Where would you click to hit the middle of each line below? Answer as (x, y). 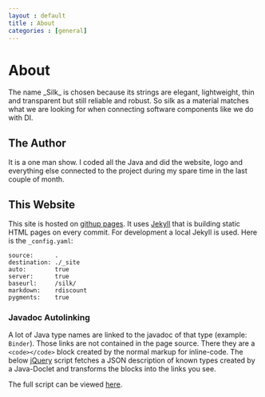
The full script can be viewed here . (65, 384)
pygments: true (39, 297)
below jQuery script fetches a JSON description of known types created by (132, 360)
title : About (32, 23)
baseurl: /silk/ (43, 283)
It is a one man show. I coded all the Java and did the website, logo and (126, 162)
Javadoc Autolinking (49, 317)
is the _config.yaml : (41, 240)
